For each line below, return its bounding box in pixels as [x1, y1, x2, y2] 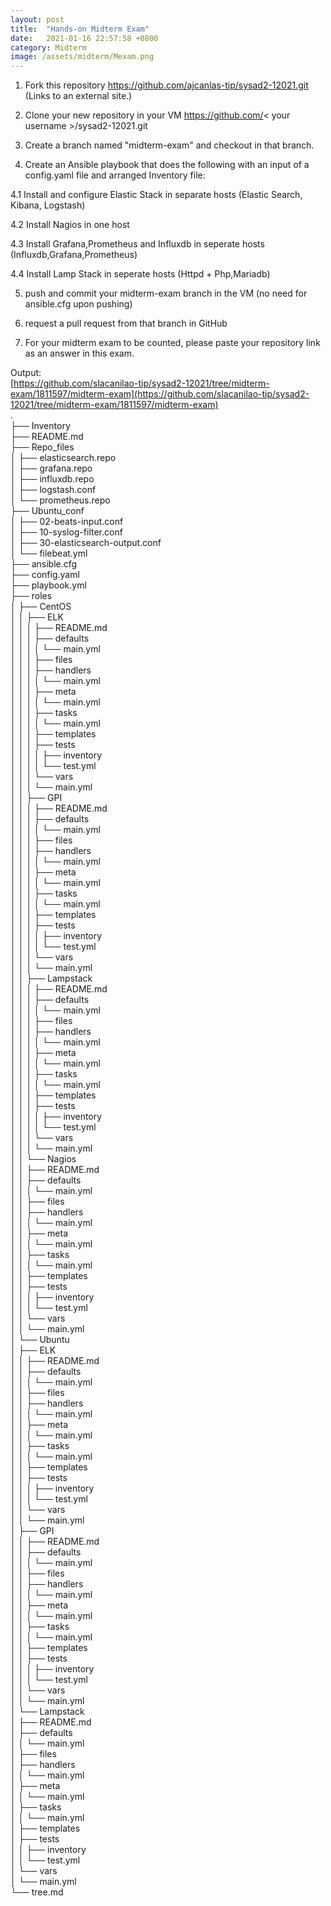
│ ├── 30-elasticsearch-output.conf [10, 537, 162, 549]
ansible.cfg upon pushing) [24, 298, 133, 310]
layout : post [10, 14, 65, 25]
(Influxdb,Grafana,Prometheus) [10, 249, 138, 261]
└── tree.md [10, 1886, 64, 1898]
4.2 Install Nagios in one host [10, 219, 130, 231]
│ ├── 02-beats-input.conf [10, 516, 124, 528]
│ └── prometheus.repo [10, 494, 111, 506]
